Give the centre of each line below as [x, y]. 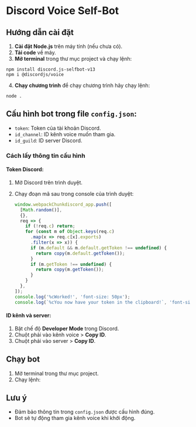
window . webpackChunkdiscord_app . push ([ [63, 204]
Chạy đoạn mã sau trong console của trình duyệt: [74, 193]
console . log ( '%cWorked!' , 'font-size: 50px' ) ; [72, 297]
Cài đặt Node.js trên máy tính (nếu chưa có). [68, 46]
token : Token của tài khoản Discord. [58, 128]
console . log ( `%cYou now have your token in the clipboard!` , [91, 302]
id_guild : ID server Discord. [48, 140]
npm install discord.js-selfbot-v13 [51, 70]
